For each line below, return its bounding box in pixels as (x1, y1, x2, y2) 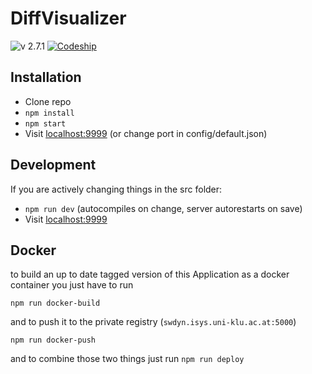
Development (10, 157, 97, 174)
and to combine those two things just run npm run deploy (10, 353, 245, 365)
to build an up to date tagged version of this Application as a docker (10, 268, 290, 281)
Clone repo (24, 95, 72, 107)
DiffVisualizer (10, 7, 127, 30)
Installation (10, 69, 82, 86)
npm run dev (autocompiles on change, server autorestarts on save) (24, 202, 303, 214)
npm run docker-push (10, 335, 97, 346)
